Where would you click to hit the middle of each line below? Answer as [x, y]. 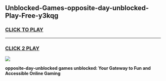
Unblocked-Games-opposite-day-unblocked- [77, 8]
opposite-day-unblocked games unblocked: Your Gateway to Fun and [78, 68]
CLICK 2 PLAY [22, 48]
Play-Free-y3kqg [32, 16]
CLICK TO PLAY [24, 30]
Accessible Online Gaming [33, 73]
